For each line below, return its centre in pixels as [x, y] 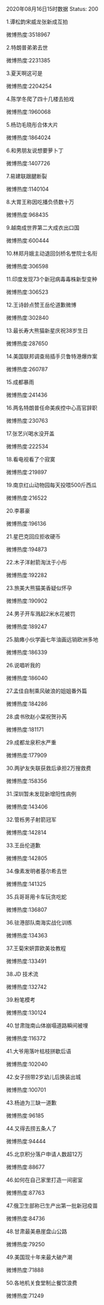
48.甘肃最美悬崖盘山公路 [37, 1231]
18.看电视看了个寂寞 [31, 459]
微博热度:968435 [28, 215]
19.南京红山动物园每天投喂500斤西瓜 [52, 485]
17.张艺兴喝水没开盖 [30, 434]
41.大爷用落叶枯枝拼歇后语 [39, 1051]
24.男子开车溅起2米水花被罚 [41, 614]
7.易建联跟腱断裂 [27, 176]
